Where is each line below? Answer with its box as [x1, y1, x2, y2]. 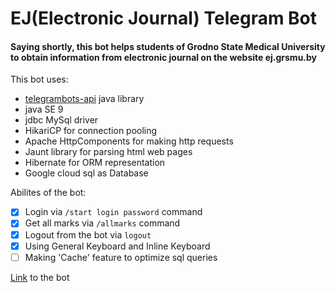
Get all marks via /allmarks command [24, 217, 181, 229]
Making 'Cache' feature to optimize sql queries [24, 251, 218, 263]
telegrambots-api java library [24, 93, 145, 105]
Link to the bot [10, 271, 70, 283]
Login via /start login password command [24, 206, 203, 218]
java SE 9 [24, 103, 64, 116]
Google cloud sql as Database [24, 167, 149, 179]
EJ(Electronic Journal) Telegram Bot [10, 7, 318, 30]
